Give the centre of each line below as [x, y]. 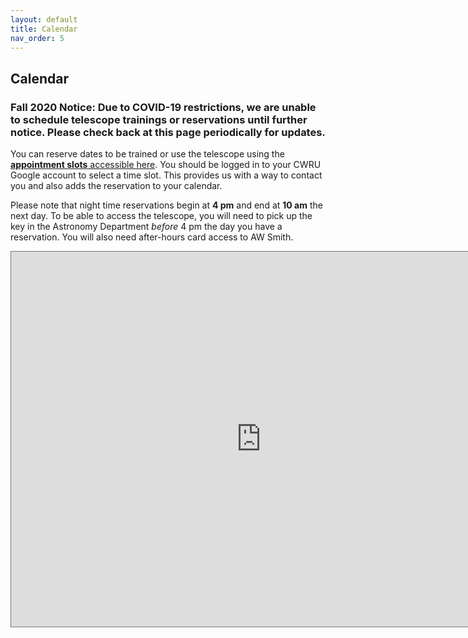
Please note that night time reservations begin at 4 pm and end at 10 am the [166, 205]
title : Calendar [44, 29]
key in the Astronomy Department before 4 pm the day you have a [146, 227]
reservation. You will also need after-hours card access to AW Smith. [152, 237]
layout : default [44, 19]
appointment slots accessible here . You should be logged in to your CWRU [166, 165]
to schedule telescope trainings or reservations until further [159, 119]
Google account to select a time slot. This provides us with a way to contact [166, 175]
